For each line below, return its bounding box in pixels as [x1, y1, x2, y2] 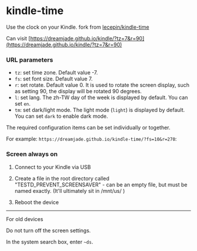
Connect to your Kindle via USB [14, 163, 91, 171]
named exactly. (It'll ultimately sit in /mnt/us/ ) [14, 187, 125, 194]
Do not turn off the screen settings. [6, 227, 91, 234]
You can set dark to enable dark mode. [14, 113, 108, 120]
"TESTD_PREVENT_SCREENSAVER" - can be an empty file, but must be [14, 181, 188, 188]
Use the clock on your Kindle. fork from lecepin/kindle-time [6, 23, 150, 30]
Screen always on [6, 150, 58, 158]
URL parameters [6, 56, 53, 64]
